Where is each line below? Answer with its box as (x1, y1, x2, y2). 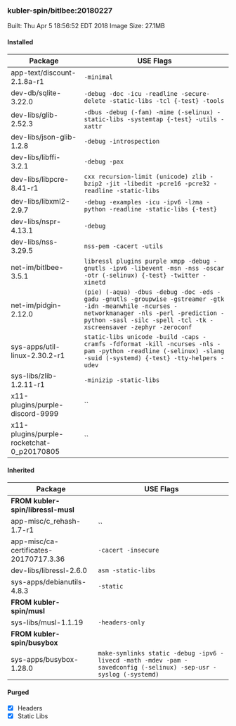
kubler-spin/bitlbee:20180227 (7, 6, 112, 16)
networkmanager (84, 309, 135, 317)
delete (84, 97, 106, 104)
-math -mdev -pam (122, 656, 181, 664)
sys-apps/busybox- (11, 654, 79, 664)
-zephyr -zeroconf (131, 323, 192, 331)
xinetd (84, 278, 106, 286)
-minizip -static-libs (84, 376, 160, 384)
